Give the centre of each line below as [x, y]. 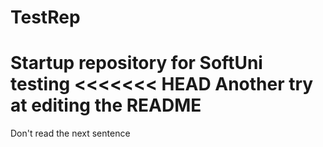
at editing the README [106, 105]
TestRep [45, 17]
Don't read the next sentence [70, 133]
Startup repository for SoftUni [136, 63]
